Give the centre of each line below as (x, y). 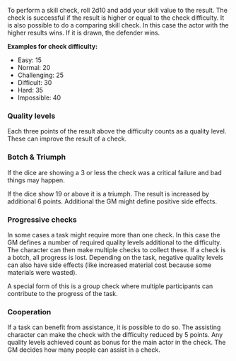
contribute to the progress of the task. (63, 293)
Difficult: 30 (35, 83)
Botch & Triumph (37, 157)
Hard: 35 (30, 90)
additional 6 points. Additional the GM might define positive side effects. (112, 201)
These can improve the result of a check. (67, 139)
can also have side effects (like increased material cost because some (110, 265)
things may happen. (36, 180)
